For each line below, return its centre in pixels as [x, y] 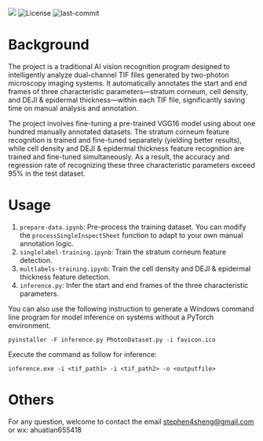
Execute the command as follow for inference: [82, 354]
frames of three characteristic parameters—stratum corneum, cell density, [128, 91]
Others [31, 400]
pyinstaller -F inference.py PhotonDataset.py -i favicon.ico [112, 340]
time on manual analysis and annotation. [73, 108]
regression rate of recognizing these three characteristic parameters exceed [131, 165]
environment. [29, 325]
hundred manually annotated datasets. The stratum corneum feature [119, 131]
